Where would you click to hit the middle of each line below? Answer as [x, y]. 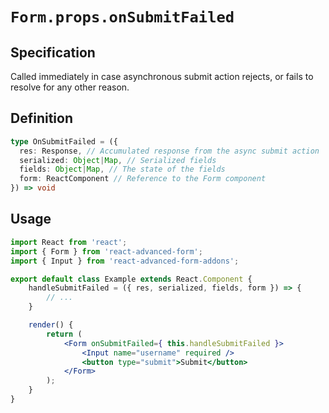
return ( [64, 334]
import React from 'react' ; [69, 242]
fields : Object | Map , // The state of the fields [122, 169]
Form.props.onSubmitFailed [122, 17]
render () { [51, 325]
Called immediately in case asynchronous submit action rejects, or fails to [162, 76]
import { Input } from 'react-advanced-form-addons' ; [125, 261]
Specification [53, 52]
